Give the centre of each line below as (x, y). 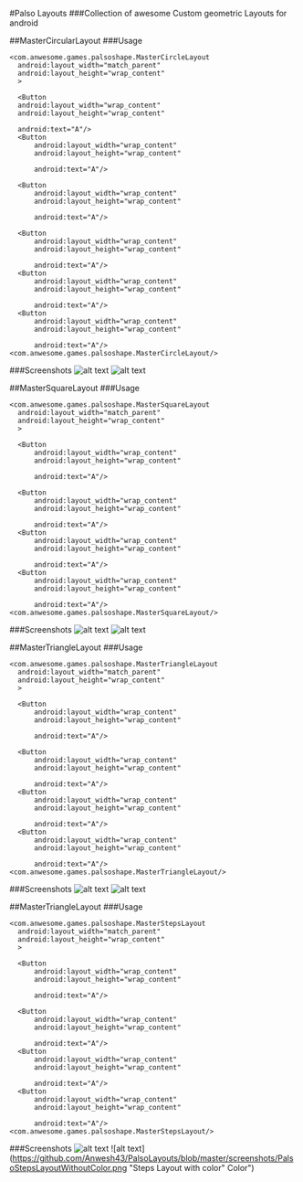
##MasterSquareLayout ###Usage (74, 388)
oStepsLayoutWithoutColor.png (68, 1168)
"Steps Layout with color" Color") (192, 1168)
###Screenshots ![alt (68, 1148)
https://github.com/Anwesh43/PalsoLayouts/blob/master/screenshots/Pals (153, 1158)
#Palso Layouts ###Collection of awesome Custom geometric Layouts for (148, 13)
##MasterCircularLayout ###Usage (76, 41)
